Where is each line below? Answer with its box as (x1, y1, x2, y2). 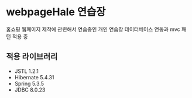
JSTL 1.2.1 (14, 68, 39, 75)
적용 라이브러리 (6, 52, 58, 62)
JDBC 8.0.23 (14, 86, 46, 93)
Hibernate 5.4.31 (14, 73, 54, 80)
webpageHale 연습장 (6, 5, 106, 19)
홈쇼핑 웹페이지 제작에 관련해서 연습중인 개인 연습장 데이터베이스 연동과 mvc (6, 26, 180, 33)
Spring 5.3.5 (14, 80, 44, 87)
